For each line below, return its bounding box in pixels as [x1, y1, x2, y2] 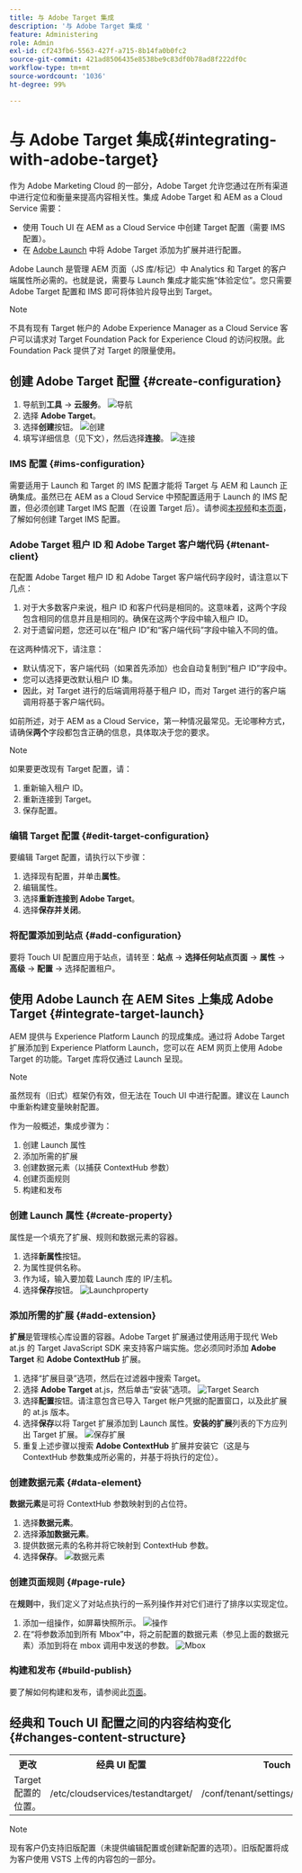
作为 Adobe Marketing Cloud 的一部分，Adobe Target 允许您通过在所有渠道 [9, 180, 289, 191]
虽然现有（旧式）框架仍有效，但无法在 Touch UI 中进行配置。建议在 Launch [9, 1090, 289, 1101]
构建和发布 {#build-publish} [9, 1664, 132, 1677]
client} [9, 550, 40, 562]
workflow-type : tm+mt [9, 64, 91, 73]
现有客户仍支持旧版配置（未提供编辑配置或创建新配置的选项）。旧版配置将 [9, 1842, 281, 1853]
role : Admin [9, 38, 54, 48]
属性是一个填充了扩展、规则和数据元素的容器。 [9, 1232, 182, 1242]
